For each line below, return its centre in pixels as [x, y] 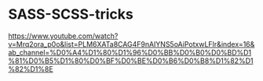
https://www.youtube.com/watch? [63, 36]
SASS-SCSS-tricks [71, 14]
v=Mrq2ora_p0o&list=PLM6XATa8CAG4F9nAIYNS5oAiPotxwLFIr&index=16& [131, 44]
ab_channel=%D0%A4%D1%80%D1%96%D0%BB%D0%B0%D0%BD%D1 [130, 52]
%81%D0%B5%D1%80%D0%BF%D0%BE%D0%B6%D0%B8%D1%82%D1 [131, 61]
